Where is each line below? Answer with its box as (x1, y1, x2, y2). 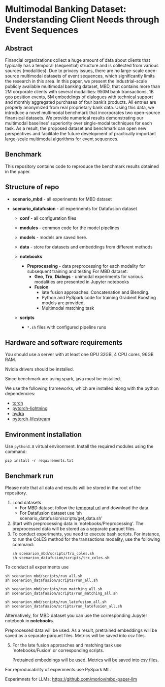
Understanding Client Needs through (5, 14, 160, 25)
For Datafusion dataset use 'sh (19, 510, 82, 516)
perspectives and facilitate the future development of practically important (5, 131, 156, 136)
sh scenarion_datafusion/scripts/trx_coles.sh (12, 556, 110, 561)
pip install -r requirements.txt (5, 458, 74, 463)
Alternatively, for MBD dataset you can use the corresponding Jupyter (5, 612, 148, 618)
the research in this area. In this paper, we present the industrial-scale (5, 78, 147, 84)
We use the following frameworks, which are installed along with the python (5, 385, 159, 391)
